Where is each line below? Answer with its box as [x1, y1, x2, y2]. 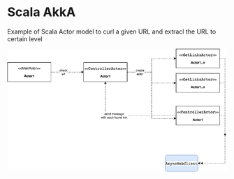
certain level [7, 34, 43, 43]
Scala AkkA [7, 4, 76, 20]
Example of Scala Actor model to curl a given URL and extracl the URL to [7, 27, 217, 36]
